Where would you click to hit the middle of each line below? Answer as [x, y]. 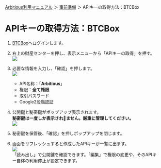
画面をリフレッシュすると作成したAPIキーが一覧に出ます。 [71, 143]
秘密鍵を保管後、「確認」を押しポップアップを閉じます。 [68, 133]
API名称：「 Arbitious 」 [42, 84]
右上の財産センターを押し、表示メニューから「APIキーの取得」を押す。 [83, 53]
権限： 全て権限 [34, 89]
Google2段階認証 [36, 101]
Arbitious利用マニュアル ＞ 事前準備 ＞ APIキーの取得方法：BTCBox [72, 7]
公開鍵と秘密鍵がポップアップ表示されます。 [56, 112]
